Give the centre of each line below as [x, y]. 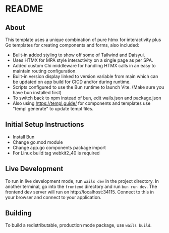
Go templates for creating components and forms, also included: [72, 45]
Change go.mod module [38, 142]
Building [18, 213]
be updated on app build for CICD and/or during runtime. [72, 82]
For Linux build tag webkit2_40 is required [56, 153]
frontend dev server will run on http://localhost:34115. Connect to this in [80, 192]
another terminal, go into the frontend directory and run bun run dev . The [81, 186]
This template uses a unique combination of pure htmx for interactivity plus [83, 40]
